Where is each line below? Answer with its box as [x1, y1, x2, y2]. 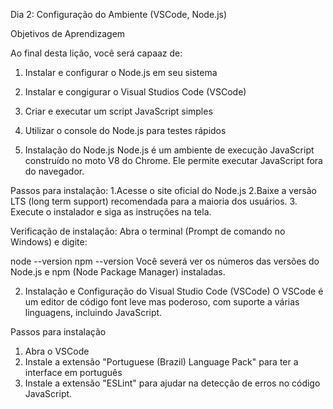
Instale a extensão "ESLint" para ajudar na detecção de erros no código [24, 377, 321, 389]
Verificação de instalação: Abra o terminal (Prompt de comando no [10, 225, 286, 237]
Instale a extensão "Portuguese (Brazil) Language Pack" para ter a [24, 356, 299, 368]
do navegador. [24, 165, 85, 177]
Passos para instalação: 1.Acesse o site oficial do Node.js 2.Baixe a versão [10, 185, 317, 196]
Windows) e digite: [10, 236, 88, 248]
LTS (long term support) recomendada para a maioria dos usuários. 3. [10, 195, 298, 207]
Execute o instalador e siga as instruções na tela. [10, 206, 212, 218]
